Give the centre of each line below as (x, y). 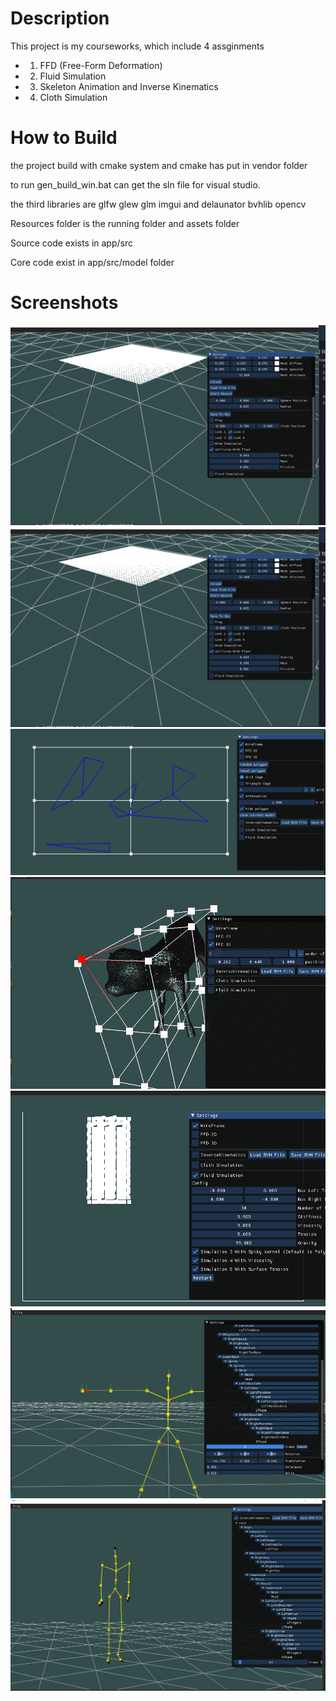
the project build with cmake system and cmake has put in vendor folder (159, 165)
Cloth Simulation (73, 97)
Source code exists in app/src (71, 243)
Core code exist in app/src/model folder (92, 262)
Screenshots (64, 303)
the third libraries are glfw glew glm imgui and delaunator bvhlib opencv (158, 204)
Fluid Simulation (73, 76)
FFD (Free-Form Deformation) (101, 65)
